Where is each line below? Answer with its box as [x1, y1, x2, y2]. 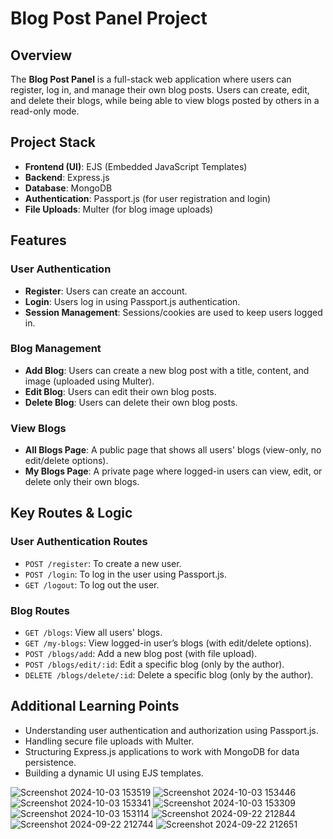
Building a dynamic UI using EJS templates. [24, 767, 204, 779]
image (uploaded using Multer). [24, 375, 155, 387]
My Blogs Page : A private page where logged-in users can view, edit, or [24, 465, 323, 477]
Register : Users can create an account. [24, 285, 188, 297]
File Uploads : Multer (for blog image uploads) [24, 203, 214, 215]
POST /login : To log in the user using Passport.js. [24, 568, 228, 580]
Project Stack [10, 134, 97, 151]
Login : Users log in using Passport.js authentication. [24, 295, 241, 307]
